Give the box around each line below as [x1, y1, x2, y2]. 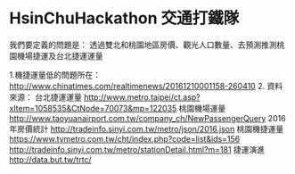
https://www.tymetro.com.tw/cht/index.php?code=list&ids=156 [9, 133, 241, 144]
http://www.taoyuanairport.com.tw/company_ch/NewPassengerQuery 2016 [9, 112, 287, 123]
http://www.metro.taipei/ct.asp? [83, 91, 201, 103]
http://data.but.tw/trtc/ [9, 153, 92, 165]
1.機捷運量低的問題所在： [9, 69, 101, 80]
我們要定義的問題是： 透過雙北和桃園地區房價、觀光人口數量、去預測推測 [9, 39, 277, 50]
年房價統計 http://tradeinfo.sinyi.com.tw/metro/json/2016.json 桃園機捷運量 [9, 123, 284, 134]
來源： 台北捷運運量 [9, 91, 82, 103]
